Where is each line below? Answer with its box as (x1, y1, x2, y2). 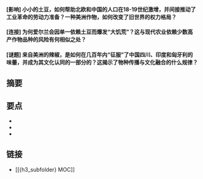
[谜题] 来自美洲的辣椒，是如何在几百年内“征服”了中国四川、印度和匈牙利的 (6, 51, 193, 58)
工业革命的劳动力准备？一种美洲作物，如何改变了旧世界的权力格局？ (6, 13, 177, 21)
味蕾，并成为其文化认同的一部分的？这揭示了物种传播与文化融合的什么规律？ (6, 58, 198, 66)
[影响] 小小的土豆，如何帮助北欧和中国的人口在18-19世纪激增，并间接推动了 (6, 5, 196, 13)
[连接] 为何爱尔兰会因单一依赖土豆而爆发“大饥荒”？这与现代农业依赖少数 (6, 28, 188, 36)
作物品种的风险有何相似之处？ (11, 36, 86, 43)
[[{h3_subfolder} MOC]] (15, 166, 75, 173)
